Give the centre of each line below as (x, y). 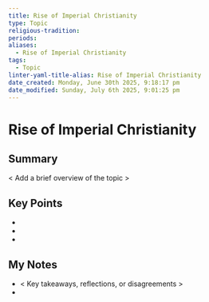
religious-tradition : (44, 30)
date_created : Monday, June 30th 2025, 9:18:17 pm (94, 82)
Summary (33, 159)
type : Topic (28, 23)
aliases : (23, 46)
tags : (17, 61)
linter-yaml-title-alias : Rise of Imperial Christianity (105, 75)
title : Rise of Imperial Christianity (73, 16)
